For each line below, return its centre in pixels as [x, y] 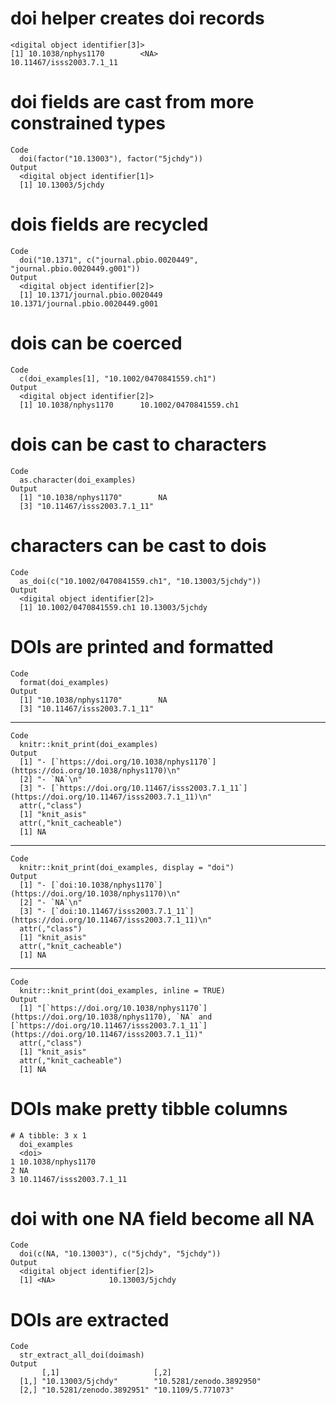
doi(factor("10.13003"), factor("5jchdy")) [111, 158]
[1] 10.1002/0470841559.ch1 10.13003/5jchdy [113, 607]
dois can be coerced [96, 343]
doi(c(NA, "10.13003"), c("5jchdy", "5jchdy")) [120, 1254]
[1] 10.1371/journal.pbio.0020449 [91, 295]
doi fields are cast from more [132, 102]
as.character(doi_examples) [78, 480]
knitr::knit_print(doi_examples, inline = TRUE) [122, 990]
